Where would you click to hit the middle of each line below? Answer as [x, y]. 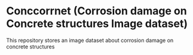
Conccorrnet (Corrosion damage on [96, 11]
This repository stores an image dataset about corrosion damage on [90, 40]
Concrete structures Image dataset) [97, 24]
